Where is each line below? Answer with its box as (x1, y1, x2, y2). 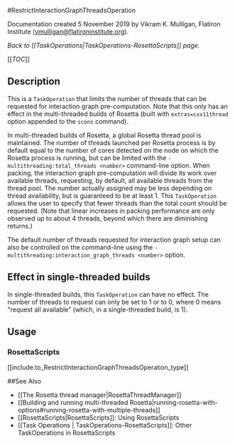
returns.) (7, 221, 33, 230)
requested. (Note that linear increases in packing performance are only (7, 206, 215, 215)
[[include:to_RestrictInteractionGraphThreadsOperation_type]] (7, 363, 189, 372)
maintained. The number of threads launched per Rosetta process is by (7, 138, 216, 147)
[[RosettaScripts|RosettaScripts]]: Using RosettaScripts (17, 413, 180, 422)
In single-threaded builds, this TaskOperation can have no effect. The (7, 290, 209, 298)
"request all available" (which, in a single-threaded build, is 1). (7, 305, 188, 314)
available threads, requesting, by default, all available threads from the (7, 176, 213, 184)
